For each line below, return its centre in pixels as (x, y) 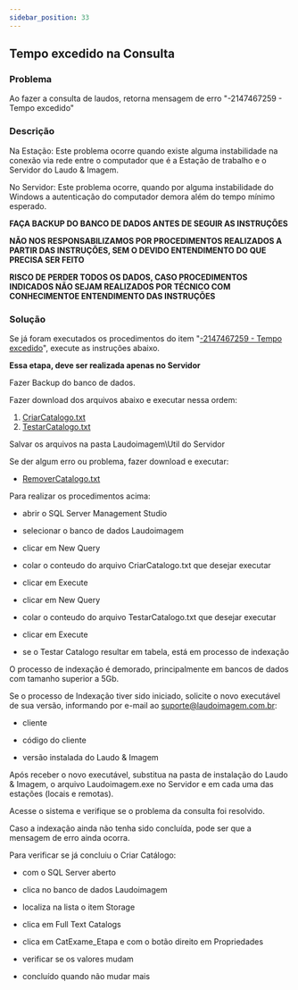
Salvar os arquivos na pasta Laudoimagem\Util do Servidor (117, 444)
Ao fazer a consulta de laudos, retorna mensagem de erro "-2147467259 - (146, 98)
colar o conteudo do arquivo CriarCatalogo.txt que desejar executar (147, 565)
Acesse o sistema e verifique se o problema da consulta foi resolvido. (137, 810)
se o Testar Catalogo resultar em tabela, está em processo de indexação (156, 651)
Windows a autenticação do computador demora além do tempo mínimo (142, 197)
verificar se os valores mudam (78, 959)
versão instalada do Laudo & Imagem (90, 757)
